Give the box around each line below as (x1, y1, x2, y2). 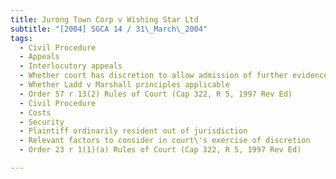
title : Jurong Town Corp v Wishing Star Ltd (10, 14, 199, 25)
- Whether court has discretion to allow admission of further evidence (19, 71, 329, 81)
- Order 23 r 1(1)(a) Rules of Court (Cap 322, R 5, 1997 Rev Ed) (19, 145, 302, 155)
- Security (19, 117, 65, 127)
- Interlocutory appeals (19, 61, 123, 71)
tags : (10, 33, 33, 43)
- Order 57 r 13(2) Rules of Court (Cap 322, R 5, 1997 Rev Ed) (19, 89, 293, 99)
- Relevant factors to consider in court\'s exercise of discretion (19, 136, 311, 146)
